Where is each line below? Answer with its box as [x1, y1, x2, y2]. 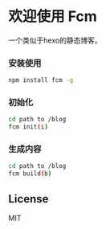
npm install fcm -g [8, 76, 74, 84]
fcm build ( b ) [8, 170, 52, 178]
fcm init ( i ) [8, 123, 48, 131]
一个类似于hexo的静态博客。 [8, 35, 102, 45]
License [8, 192, 49, 206]
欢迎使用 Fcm [8, 7, 98, 26]
